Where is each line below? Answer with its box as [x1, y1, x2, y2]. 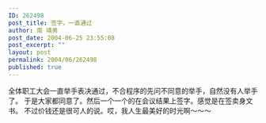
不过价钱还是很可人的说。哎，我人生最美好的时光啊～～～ [23, 106, 211, 115]
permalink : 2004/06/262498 [8, 56, 97, 64]
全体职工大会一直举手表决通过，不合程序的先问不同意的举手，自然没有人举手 [8, 86, 258, 95]
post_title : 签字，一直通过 [8, 19, 93, 27]
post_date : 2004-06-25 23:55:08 [8, 33, 115, 42]
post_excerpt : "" [8, 41, 66, 49]
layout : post [8, 48, 51, 56]
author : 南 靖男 [8, 26, 59, 34]
